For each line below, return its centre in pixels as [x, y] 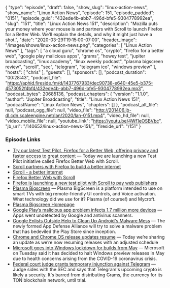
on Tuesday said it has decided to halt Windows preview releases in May [89, 253]
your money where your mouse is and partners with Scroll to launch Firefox [84, 29]
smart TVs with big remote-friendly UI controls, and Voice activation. [84, 194]
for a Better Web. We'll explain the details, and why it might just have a [79, 34]
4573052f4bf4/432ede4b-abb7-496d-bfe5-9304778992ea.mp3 [73, 88]
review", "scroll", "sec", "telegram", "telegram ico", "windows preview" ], [81, 67]
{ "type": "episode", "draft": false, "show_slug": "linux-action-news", [77, 7]
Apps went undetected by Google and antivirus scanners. [73, 215]
